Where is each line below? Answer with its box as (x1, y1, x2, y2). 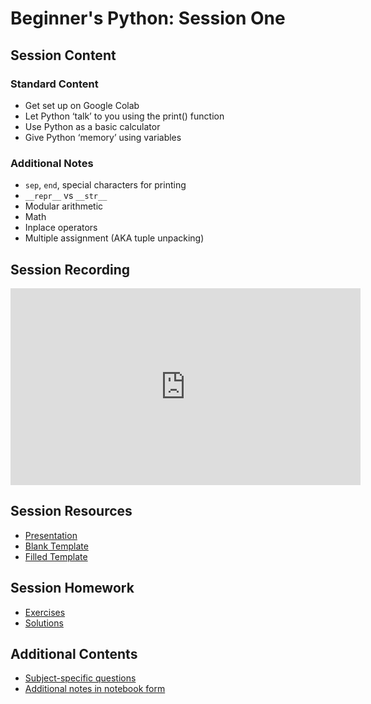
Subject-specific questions (24, 672, 137, 684)
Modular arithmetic (24, 200, 104, 212)
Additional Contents (10, 646, 138, 662)
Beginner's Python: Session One (10, 7, 286, 30)
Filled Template (24, 550, 88, 562)
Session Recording (10, 261, 130, 278)
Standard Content (10, 77, 99, 91)
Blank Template (24, 540, 89, 552)
